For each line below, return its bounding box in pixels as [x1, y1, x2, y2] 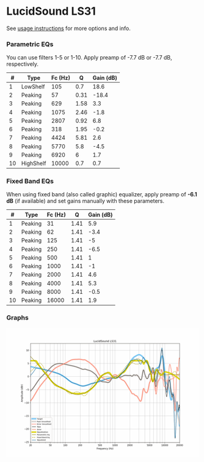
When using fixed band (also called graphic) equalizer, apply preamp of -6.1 [6, 191, 197, 198]
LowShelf [21, 83, 45, 90]
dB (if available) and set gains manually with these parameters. [6, 198, 165, 205]
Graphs [6, 314, 29, 322]
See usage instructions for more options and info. [6, 25, 131, 32]
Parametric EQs [6, 40, 54, 48]
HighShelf [21, 160, 46, 167]
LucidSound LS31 [6, 4, 96, 18]
